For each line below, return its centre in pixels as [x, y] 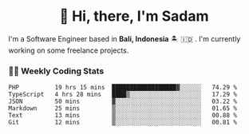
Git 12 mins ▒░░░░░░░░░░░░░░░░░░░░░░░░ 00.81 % [123, 123]
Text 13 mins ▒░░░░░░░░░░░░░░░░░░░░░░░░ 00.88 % [123, 116]
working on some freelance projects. [69, 50]
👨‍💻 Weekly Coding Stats [56, 71]
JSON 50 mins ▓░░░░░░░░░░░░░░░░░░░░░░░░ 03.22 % [123, 102]
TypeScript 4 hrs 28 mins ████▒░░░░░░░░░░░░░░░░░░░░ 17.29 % [123, 95]
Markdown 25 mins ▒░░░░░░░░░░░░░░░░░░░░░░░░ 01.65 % [123, 108]
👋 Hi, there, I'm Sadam [134, 16]
